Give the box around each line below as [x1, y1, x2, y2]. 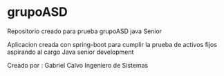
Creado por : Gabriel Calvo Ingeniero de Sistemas [7, 61, 149, 69]
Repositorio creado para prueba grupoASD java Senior [7, 27, 162, 35]
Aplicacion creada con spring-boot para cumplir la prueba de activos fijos [7, 40, 218, 48]
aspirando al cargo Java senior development [7, 48, 134, 56]
